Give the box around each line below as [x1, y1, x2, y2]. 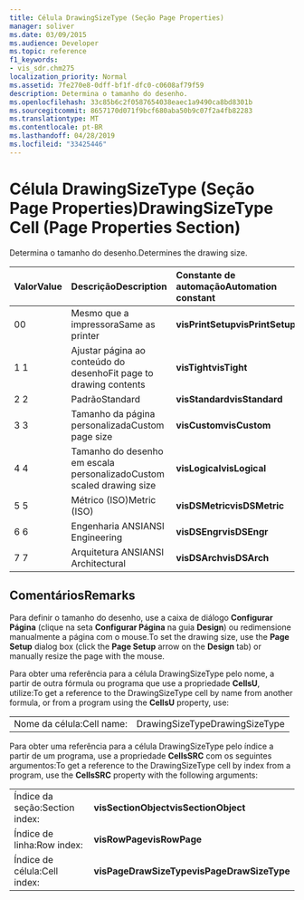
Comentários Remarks [9, 588, 136, 604]
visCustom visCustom [176, 419, 271, 431]
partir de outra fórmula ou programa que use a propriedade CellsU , [9, 677, 261, 689]
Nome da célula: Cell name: [14, 717, 128, 730]
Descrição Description [71, 280, 167, 293]
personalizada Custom [71, 419, 165, 431]
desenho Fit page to [71, 366, 154, 379]
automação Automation [176, 280, 278, 293]
